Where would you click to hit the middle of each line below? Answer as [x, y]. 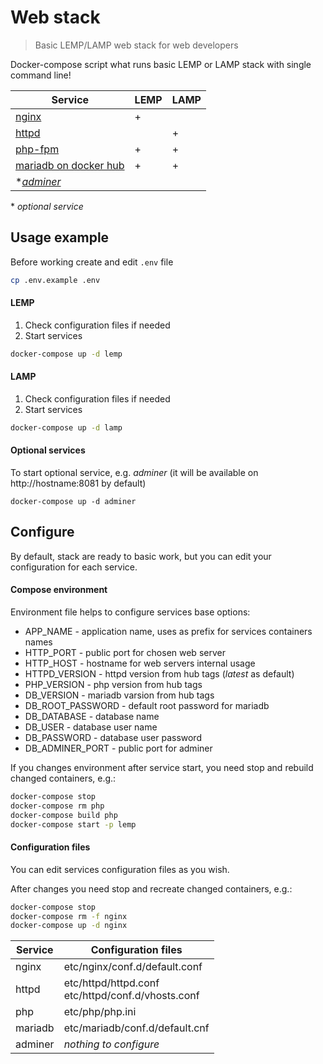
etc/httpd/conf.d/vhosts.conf [131, 996]
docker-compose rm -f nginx [69, 916]
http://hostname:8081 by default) [78, 483]
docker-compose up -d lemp [66, 354]
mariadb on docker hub [70, 165]
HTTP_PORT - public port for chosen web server [125, 652]
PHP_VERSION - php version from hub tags [113, 684]
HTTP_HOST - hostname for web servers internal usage [140, 663]
